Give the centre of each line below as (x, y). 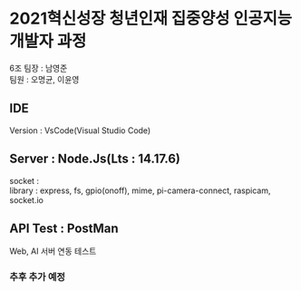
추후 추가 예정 (38, 277)
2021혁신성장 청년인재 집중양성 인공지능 (151, 19)
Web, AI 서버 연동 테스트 (53, 251)
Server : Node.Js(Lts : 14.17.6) (95, 159)
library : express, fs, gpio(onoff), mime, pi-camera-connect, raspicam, (140, 190)
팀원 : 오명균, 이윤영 (44, 79)
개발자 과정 (48, 41)
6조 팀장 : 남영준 (39, 68)
